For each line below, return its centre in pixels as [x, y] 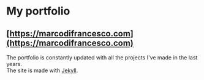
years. [14, 64]
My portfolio [38, 11]
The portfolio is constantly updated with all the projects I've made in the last [102, 58]
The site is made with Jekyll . [42, 70]
